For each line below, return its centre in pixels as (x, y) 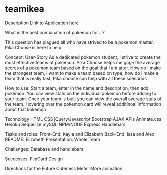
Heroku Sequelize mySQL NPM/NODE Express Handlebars (65, 124)
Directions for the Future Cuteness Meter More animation (64, 168)
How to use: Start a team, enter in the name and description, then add (77, 88)
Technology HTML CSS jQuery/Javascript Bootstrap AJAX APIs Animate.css (83, 119)
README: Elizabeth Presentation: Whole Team (53, 139)
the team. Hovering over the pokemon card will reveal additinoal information (83, 104)
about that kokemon (26, 109)
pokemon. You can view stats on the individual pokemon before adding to (81, 93)
